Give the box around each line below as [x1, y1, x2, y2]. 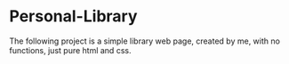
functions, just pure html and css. [9, 44, 132, 55]
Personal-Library [9, 6, 138, 27]
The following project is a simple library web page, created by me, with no [9, 36, 280, 46]
